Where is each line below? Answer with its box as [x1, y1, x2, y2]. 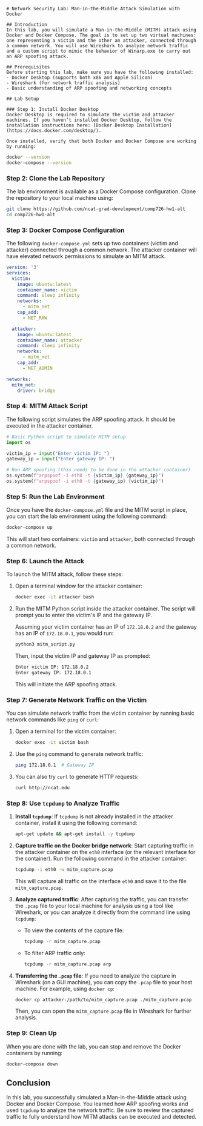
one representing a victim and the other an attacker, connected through [6, 38, 197, 44]
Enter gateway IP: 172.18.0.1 [15, 669, 92, 675]
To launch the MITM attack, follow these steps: [6, 571, 123, 578]
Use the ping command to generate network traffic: [15, 750, 144, 758]
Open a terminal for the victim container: [15, 727, 116, 735]
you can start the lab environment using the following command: [6, 512, 167, 520]
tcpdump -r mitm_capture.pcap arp [24, 961, 111, 967]
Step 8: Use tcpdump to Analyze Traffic [6, 799, 120, 807]
